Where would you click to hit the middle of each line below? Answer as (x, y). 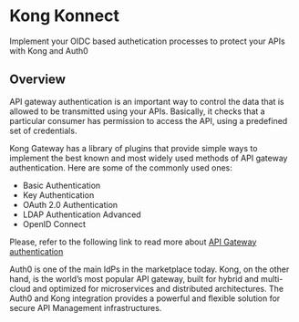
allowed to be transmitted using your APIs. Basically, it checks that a (138, 111)
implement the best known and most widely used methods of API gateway (149, 158)
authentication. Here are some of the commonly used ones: (121, 167)
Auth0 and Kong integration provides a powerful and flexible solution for (145, 298)
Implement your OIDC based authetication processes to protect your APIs (147, 41)
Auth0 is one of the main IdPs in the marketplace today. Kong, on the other (149, 269)
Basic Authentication (62, 185)
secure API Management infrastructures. (86, 307)
